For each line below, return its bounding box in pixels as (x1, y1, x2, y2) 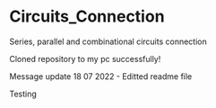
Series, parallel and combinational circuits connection (9, 36, 208, 47)
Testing (9, 88, 38, 99)
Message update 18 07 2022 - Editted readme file (9, 70, 193, 82)
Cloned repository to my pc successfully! (9, 53, 161, 64)
